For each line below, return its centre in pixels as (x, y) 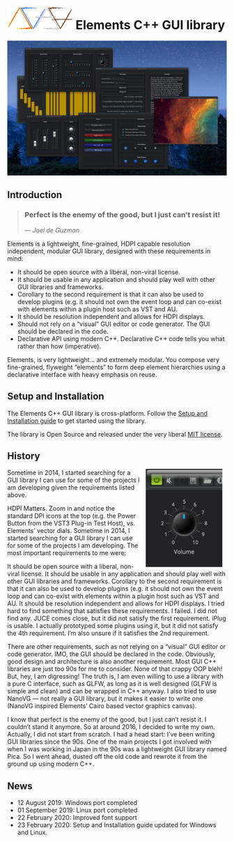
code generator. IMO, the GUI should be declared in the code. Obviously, (111, 654)
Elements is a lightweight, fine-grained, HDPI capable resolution (99, 243)
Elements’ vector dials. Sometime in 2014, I (69, 531)
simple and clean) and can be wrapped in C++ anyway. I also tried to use (112, 691)
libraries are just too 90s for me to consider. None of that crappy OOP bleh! (115, 669)
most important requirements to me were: (67, 553)
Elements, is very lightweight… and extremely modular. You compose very (114, 359)
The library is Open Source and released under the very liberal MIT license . (115, 434)
